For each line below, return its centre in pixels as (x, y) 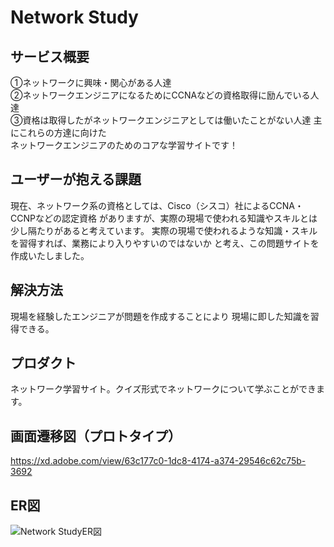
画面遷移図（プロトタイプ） (96, 436)
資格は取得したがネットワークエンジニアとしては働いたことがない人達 (167, 120)
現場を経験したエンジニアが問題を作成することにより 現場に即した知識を (160, 316)
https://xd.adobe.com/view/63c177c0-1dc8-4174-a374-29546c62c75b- (158, 461)
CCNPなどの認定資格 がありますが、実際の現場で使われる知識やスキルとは (164, 218)
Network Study (74, 17)
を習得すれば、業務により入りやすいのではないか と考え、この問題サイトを (165, 243)
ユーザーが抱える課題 (76, 179)
